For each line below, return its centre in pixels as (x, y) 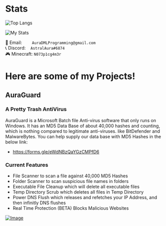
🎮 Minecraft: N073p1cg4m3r (33, 54)
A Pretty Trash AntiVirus (36, 109)
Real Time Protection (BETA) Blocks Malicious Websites (71, 208)
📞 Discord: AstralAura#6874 (35, 48)
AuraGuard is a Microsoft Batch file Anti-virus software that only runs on (81, 120)
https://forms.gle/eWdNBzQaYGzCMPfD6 (56, 152)
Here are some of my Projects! (70, 76)
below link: (16, 142)
